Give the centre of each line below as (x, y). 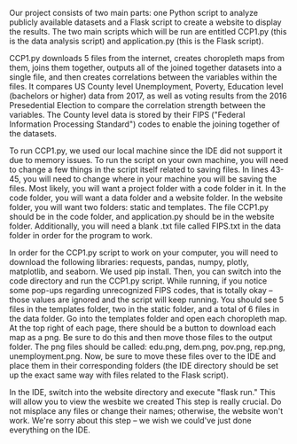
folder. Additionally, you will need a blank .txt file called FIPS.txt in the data (145, 226)
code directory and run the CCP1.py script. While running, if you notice (138, 281)
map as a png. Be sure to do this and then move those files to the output (141, 337)
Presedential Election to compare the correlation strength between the (137, 105)
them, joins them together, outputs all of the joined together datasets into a (145, 67)
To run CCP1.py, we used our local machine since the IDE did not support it (146, 151)
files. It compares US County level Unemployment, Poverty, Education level (146, 86)
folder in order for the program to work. (81, 235)
